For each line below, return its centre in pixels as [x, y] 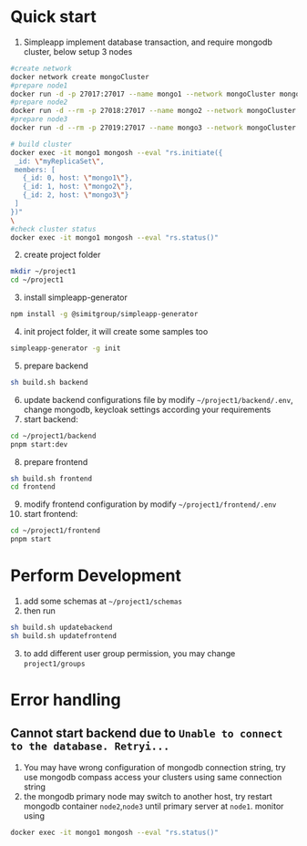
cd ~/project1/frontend [56, 531]
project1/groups [54, 664]
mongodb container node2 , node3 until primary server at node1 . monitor [153, 806]
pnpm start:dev [39, 444]
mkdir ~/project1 [43, 272]
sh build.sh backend [50, 382]
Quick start [53, 17]
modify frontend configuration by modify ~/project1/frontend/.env [150, 504]
